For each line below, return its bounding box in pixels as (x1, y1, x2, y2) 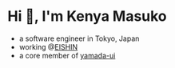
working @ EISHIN (18, 42, 78, 51)
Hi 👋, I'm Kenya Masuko (7, 7, 167, 26)
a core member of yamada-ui (18, 50, 116, 60)
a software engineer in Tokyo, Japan (18, 34, 140, 43)
